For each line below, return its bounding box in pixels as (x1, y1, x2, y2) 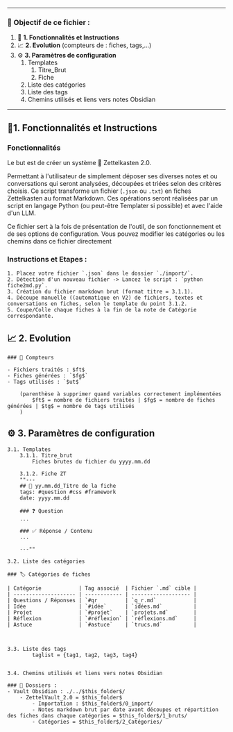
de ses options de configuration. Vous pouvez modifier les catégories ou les (7, 230, 225, 238)
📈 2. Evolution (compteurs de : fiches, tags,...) (17, 41, 152, 49)
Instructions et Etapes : (7, 254, 87, 264)
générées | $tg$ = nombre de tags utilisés (7, 403, 135, 410)
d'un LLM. (7, 209, 36, 217)
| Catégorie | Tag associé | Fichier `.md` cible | (7, 584, 197, 592)
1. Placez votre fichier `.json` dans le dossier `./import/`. (7, 270, 194, 278)
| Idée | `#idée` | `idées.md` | (7, 603, 197, 610)
